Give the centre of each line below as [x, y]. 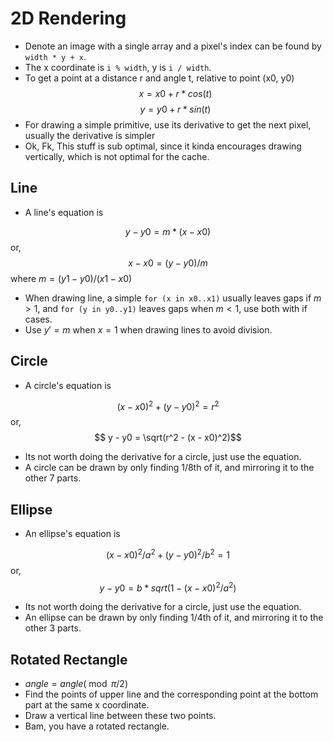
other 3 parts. [53, 628]
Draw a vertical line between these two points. [120, 716]
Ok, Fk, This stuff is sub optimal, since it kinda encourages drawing [163, 146]
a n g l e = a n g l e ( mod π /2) [76, 684]
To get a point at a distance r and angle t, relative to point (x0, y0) [159, 78]
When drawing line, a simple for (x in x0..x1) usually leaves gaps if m [173, 298]
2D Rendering [68, 18]
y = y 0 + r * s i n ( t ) [175, 109]
